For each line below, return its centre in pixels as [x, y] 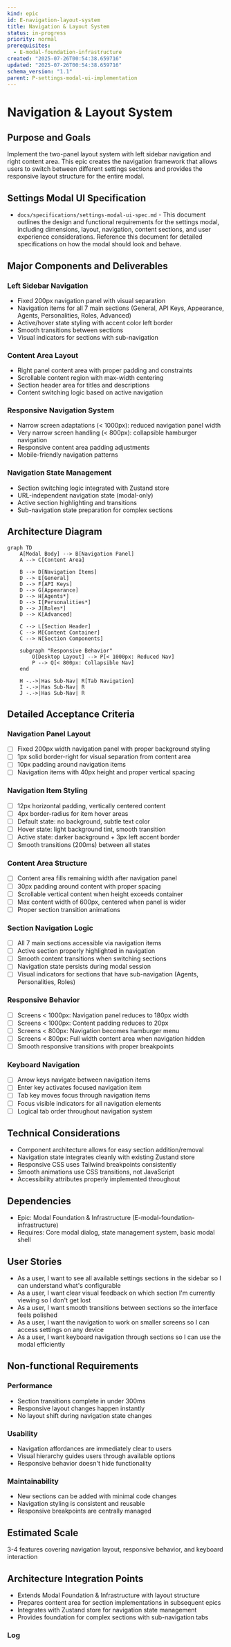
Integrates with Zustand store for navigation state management [107, 1610]
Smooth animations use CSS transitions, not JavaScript [96, 1172]
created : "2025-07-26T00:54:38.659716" [65, 59]
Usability [22, 1433]
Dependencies [39, 1201]
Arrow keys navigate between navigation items [84, 1080]
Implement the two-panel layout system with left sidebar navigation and [109, 154]
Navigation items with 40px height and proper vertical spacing [106, 772]
